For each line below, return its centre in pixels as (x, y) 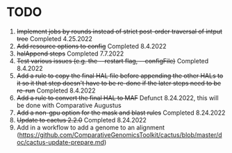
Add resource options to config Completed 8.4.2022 (91, 46)
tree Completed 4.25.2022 (55, 38)
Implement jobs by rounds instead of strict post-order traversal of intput (119, 31)
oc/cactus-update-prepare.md (60, 142)
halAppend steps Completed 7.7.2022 (70, 54)
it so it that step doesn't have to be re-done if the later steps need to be (119, 83)
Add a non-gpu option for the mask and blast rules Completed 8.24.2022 (121, 113)
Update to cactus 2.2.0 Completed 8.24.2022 (82, 120)
